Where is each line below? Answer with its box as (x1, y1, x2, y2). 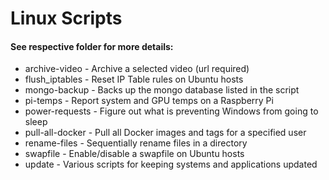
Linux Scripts (10, 7, 123, 30)
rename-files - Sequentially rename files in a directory (24, 137, 248, 149)
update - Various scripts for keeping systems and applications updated (24, 158, 318, 171)
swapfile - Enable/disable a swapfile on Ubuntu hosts (24, 148, 245, 160)
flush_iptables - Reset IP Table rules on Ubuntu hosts (24, 73, 244, 86)
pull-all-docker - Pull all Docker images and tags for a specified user (24, 127, 307, 139)
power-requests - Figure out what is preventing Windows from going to (24, 105, 319, 117)
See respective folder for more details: (10, 40, 174, 52)
